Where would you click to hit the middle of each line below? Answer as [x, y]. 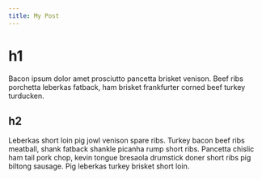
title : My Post [34, 16]
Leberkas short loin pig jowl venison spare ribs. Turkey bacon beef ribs [127, 141]
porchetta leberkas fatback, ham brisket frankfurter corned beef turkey [127, 87]
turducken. [26, 96]
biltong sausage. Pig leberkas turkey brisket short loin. [99, 166]
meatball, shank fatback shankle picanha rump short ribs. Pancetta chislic [131, 149]
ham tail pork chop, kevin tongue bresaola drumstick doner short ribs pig [130, 158]
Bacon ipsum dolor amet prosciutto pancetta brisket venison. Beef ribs [126, 79]
